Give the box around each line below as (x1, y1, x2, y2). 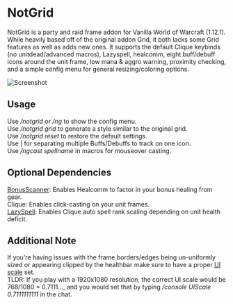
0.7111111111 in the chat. (7, 290, 72, 298)
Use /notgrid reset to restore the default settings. (7, 131, 147, 140)
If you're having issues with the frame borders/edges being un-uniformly (7, 253, 216, 262)
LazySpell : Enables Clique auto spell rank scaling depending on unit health (7, 207, 220, 216)
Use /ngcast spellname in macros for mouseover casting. (7, 146, 172, 154)
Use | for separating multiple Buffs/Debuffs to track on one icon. (7, 139, 191, 147)
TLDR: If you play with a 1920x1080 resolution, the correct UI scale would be (7, 275, 226, 284)
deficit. (7, 214, 28, 223)
